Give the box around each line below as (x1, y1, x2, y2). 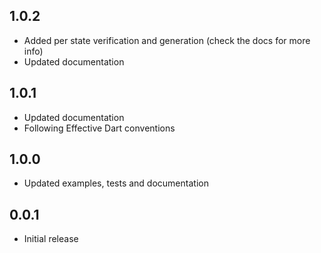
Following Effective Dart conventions (23, 122, 176, 134)
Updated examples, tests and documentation (23, 177, 209, 189)
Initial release (23, 233, 79, 245)
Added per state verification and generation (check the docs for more (23, 34, 311, 46)
